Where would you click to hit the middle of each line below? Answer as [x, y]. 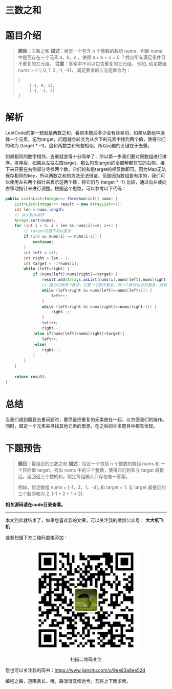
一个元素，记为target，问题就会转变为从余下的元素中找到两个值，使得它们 [88, 139]
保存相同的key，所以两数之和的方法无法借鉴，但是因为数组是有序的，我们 [83, 176]
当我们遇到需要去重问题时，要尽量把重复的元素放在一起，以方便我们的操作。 [86, 419]
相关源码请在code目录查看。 [35, 504]
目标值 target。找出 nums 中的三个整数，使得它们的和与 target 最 [91, 470]
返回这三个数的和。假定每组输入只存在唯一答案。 [79, 476]
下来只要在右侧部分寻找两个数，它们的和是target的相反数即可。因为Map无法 [86, 169]
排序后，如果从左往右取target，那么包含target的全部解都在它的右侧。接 [89, 163]
